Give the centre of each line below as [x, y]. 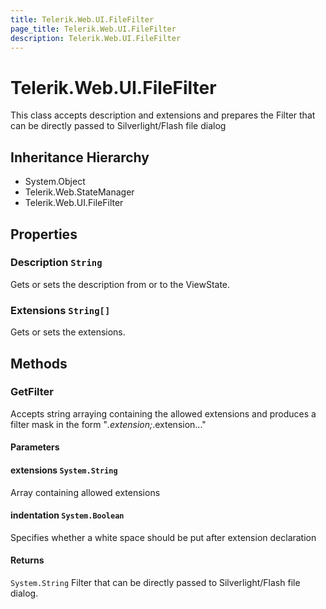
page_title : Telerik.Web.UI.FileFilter [93, 29]
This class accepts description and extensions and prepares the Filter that [163, 115]
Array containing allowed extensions [85, 492]
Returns [27, 560]
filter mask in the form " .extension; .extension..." [108, 424]
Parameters [35, 447]
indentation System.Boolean [67, 515]
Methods [39, 363]
